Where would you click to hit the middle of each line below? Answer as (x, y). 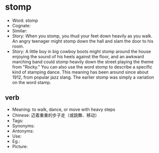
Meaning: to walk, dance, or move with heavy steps (64, 109)
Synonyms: (23, 126)
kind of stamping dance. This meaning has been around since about (80, 72)
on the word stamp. (32, 82)
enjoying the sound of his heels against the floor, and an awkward (78, 56)
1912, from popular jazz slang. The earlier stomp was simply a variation (83, 77)
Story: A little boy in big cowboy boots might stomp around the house (81, 51)
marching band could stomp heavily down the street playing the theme (83, 62)
